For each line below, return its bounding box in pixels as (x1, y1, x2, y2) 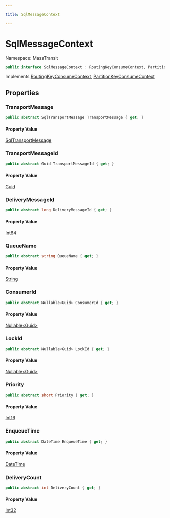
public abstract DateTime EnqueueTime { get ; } (5, 439, 108, 444)
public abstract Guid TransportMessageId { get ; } (5, 161, 114, 166)
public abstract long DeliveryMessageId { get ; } (5, 207, 112, 212)
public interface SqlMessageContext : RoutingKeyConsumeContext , (5, 64, 146, 70)
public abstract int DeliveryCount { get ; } (5, 485, 101, 491)
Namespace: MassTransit (5, 55, 58, 61)
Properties (5, 88, 39, 97)
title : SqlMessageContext (5, 12, 60, 17)
